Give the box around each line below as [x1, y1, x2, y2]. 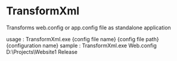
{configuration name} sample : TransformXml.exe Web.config [6, 42, 157, 49]
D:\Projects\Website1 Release [6, 48, 77, 55]
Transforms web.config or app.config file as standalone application [6, 24, 171, 31]
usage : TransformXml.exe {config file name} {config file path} [6, 35, 159, 42]
